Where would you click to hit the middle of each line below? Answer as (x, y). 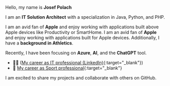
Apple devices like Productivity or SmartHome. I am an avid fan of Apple (81, 32)
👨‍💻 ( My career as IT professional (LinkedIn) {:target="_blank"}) (78, 62)
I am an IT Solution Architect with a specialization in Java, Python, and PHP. (85, 17)
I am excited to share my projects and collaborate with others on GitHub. (81, 78)
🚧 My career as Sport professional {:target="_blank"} (67, 68)
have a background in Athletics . (39, 43)
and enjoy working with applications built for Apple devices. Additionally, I (82, 38)
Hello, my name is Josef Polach (39, 7)
